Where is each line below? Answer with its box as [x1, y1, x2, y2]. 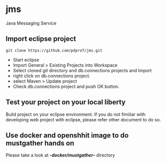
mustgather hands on [6, 139, 75, 147]
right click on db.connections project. [13, 73, 91, 79]
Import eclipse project [6, 35, 76, 43]
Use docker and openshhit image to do [6, 131, 129, 139]
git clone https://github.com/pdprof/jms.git [6, 48, 102, 53]
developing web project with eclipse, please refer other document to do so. [6, 116, 161, 122]
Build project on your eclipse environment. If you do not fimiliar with [6, 111, 146, 117]
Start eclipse [13, 57, 40, 63]
